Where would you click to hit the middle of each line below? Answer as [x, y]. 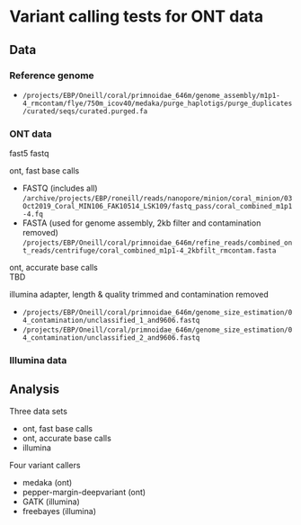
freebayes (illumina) [59, 511]
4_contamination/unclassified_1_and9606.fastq [111, 321]
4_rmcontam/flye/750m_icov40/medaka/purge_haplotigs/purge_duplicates [157, 103]
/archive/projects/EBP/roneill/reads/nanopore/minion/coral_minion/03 [157, 199]
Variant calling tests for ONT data [136, 17]
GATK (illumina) [51, 502]
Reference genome [52, 76]
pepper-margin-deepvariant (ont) [84, 492]
